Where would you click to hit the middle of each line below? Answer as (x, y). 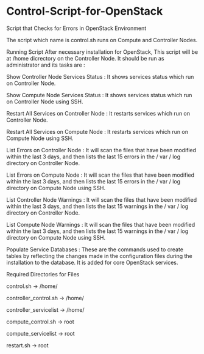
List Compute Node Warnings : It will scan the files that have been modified (101, 224)
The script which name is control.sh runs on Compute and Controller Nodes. (102, 40)
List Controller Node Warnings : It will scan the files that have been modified (102, 199)
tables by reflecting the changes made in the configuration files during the (100, 256)
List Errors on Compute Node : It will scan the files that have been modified (100, 175)
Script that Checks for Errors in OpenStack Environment (76, 28)
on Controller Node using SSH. (45, 101)
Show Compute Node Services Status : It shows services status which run (99, 95)
